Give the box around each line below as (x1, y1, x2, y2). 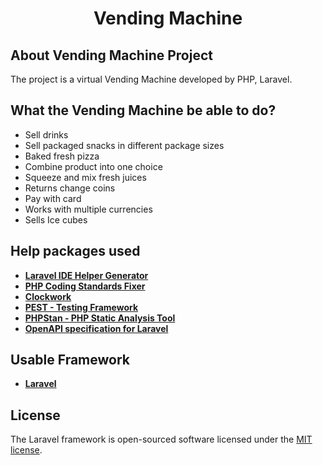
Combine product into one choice (24, 160, 163, 172)
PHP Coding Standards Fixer (24, 280, 146, 292)
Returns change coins (24, 182, 116, 194)
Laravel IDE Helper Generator (24, 269, 149, 281)
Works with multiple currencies (24, 203, 153, 215)
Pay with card (24, 192, 82, 204)
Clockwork (24, 290, 72, 302)
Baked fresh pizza (24, 150, 100, 162)
